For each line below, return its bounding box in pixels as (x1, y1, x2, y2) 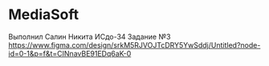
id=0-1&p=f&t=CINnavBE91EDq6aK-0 (8, 49, 132, 58)
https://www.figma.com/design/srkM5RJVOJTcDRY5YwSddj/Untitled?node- (8, 40, 261, 49)
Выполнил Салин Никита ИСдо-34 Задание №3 (8, 32, 171, 41)
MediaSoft (8, 6, 79, 24)
